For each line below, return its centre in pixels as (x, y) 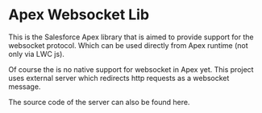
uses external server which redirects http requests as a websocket (119, 78)
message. (25, 87)
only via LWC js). (36, 54)
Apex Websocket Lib (79, 15)
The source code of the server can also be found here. (99, 102)
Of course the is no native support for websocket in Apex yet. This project (131, 69)
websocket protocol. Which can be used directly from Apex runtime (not (128, 45)
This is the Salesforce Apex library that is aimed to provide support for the (131, 37)
